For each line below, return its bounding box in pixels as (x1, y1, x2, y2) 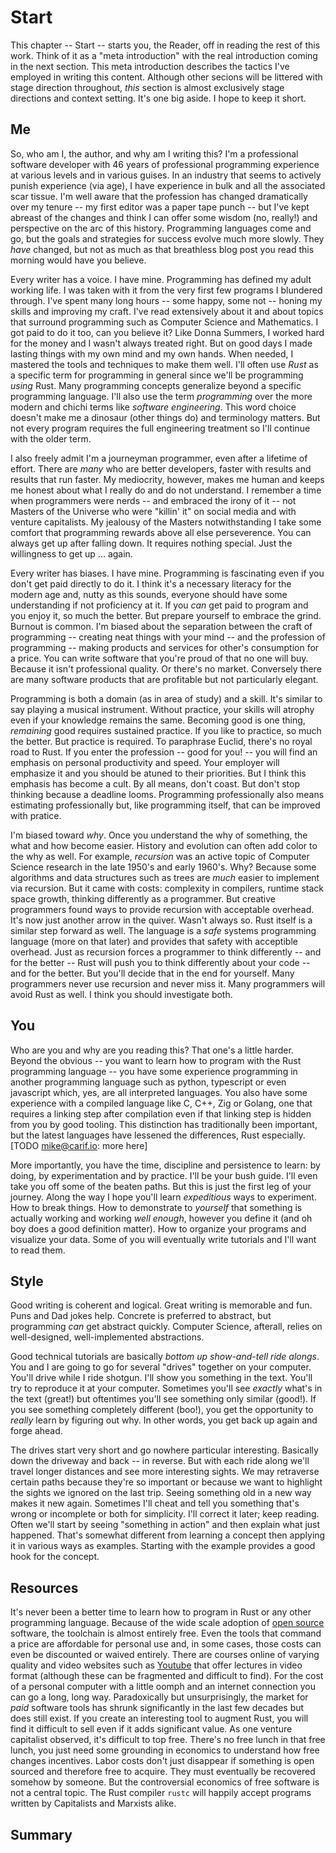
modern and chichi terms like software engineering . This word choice (10, 401, 297, 413)
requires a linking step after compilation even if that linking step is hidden (10, 1107, 312, 1120)
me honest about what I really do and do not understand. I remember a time (10, 484, 322, 496)
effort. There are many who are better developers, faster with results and (10, 462, 312, 475)
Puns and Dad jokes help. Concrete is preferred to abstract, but (10, 1310, 272, 1322)
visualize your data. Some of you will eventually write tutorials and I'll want (10, 1233, 317, 1245)
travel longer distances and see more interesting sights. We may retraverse (10, 1466, 320, 1478)
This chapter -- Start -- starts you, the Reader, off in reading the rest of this (10, 39, 321, 51)
